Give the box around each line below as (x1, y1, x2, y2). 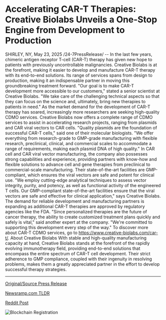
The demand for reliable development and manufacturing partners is (5, 198, 145, 204)
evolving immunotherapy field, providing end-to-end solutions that (5, 245, 141, 251)
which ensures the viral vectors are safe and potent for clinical (27, 172, 155, 178)
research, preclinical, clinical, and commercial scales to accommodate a (5, 140, 152, 146)
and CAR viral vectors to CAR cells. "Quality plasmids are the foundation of (5, 124, 157, 130)
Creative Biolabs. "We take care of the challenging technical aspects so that (5, 93, 160, 99)
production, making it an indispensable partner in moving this (5, 78, 130, 83)
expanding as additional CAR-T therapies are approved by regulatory (5, 203, 145, 209)
